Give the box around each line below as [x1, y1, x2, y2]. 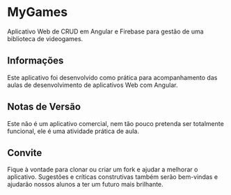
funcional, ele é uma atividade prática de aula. [7, 127, 140, 135]
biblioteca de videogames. [7, 34, 83, 42]
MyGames [7, 4, 68, 20]
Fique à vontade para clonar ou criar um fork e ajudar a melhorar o [7, 165, 198, 174]
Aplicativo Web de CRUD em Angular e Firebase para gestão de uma [7, 27, 204, 36]
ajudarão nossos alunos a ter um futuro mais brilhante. [7, 180, 164, 189]
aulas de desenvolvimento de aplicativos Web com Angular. [7, 81, 178, 89]
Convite [7, 147, 42, 159]
